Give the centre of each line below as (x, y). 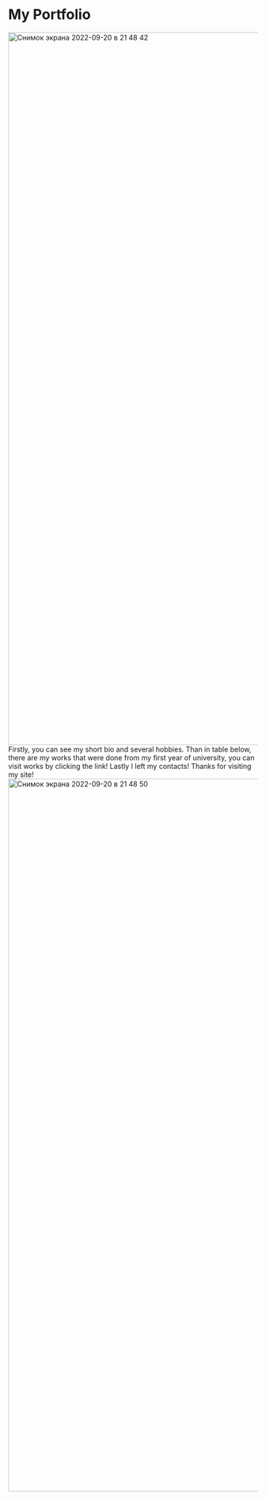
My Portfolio (49, 15)
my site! (21, 775)
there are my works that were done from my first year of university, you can (131, 757)
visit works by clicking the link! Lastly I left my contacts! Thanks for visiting (130, 766)
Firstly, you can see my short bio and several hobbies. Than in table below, (130, 749)
